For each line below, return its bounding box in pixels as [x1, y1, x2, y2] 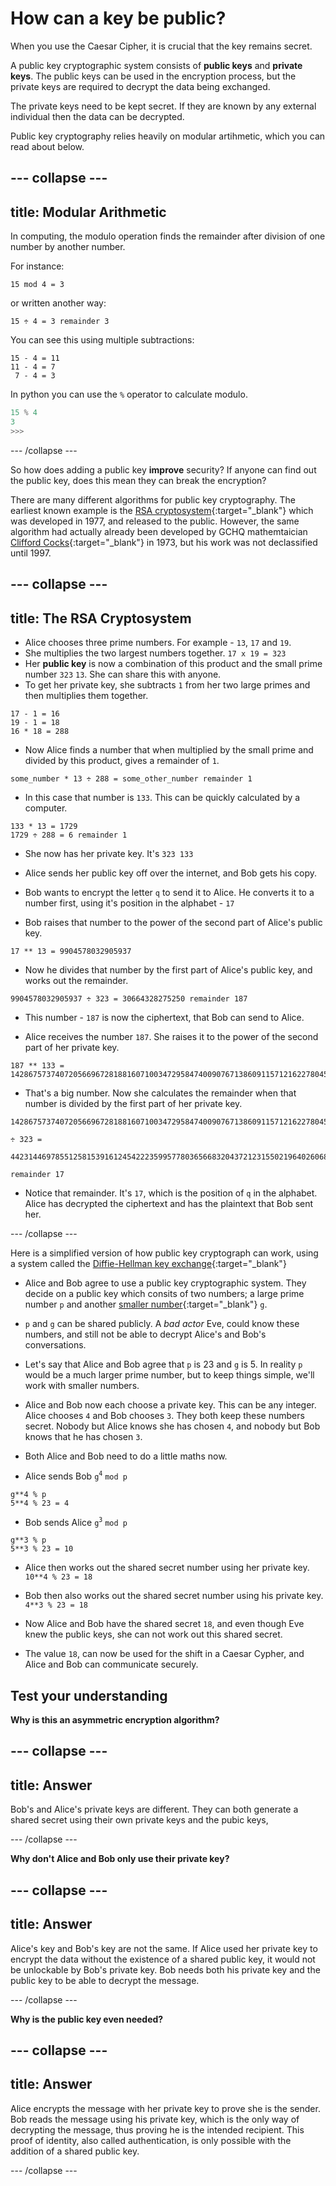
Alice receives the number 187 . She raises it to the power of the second [24, 1030, 319, 1042]
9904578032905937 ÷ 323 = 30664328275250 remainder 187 [10, 993, 248, 1004]
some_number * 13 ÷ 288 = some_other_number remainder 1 [10, 773, 253, 784]
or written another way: [10, 297, 107, 309]
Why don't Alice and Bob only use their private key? [10, 1853, 230, 1865]
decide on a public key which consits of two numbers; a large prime [24, 1287, 305, 1299]
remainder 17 [10, 1169, 65, 1179]
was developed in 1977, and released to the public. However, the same [10, 515, 300, 527]
